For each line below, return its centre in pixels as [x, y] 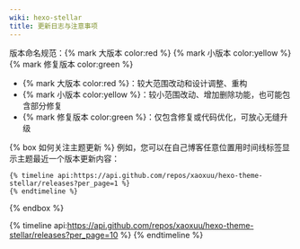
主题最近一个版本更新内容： [68, 158]
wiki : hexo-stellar [46, 18]
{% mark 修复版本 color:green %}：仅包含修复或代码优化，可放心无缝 [151, 117]
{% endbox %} [37, 208]
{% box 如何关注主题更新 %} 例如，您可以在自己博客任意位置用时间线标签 [146, 147]
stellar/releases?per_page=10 [64, 235]
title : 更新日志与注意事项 [54, 26]
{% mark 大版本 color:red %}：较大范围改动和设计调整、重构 [135, 83]
